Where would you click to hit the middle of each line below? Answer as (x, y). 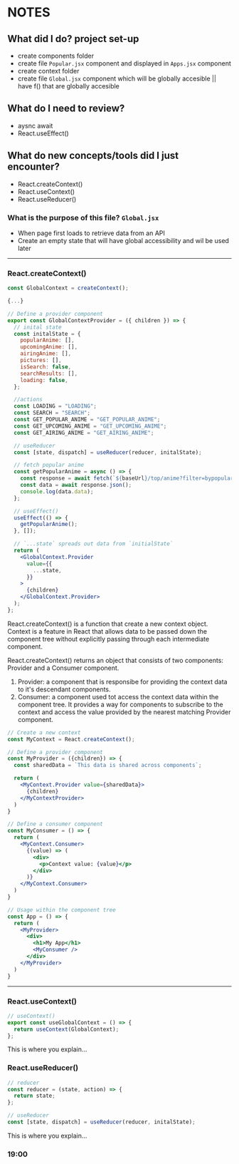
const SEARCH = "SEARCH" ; (52, 413)
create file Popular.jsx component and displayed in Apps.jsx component (124, 63)
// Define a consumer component (55, 824)
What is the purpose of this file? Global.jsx (83, 217)
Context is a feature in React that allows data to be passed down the (107, 631)
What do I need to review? (66, 109)
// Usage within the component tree (62, 910)
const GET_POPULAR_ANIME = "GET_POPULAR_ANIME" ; (87, 420)
